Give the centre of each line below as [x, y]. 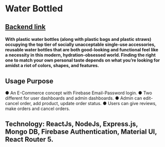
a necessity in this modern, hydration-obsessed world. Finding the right [81, 55]
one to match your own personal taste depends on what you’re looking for [82, 60]
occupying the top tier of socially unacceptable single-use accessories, [80, 44]
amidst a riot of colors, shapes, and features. [52, 66]
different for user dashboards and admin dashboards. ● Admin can [74, 98]
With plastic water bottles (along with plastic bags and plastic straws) [78, 39]
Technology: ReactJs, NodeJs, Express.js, [72, 124]
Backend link [25, 27]
